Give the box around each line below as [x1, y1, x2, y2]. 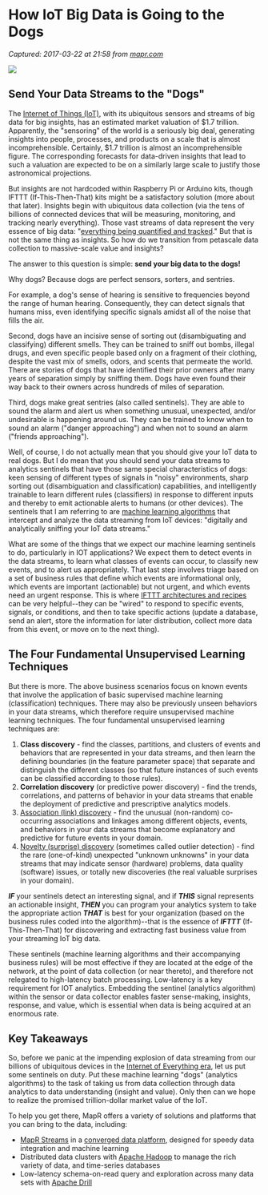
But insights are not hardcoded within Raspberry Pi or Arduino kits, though [8, 183, 254, 193]
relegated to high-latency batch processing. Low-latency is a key [8, 975, 222, 984]
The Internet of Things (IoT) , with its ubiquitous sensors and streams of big [8, 108, 255, 118]
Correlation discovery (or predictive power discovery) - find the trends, [19, 782, 258, 791]
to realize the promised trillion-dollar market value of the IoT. [8, 1096, 208, 1105]
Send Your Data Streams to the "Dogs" [8, 87, 206, 101]
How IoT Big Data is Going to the [8, 6, 226, 24]
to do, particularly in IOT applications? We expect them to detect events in [8, 547, 252, 557]
